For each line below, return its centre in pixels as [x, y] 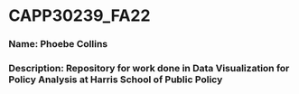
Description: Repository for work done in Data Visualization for [149, 69]
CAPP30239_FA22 [79, 16]
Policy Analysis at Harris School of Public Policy [116, 80]
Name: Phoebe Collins [58, 44]
